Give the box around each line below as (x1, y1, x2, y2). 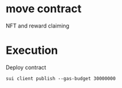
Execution (6, 43, 58, 57)
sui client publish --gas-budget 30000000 (6, 75, 116, 81)
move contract (6, 2, 82, 16)
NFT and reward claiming (6, 22, 70, 29)
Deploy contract (6, 64, 47, 71)
